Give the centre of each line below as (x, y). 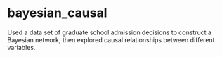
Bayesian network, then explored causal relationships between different (111, 39)
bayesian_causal (57, 13)
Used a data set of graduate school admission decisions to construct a (110, 32)
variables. (21, 47)
